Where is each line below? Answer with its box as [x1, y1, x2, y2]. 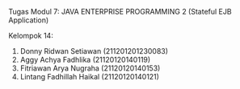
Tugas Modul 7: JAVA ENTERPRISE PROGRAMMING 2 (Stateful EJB [8, 7, 232, 16]
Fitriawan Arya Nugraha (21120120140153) [19, 63, 161, 73]
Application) [8, 15, 49, 25]
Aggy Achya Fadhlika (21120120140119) [19, 55, 151, 64]
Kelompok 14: [8, 31, 54, 40]
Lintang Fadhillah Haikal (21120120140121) [19, 72, 160, 81]
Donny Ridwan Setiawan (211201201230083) [19, 47, 168, 55]
